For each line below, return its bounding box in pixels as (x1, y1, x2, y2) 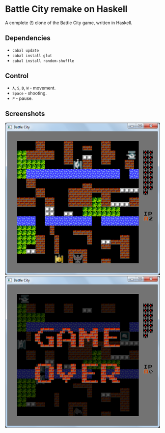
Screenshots (5, 109, 45, 118)
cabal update (12, 48, 39, 53)
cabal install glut (12, 53, 53, 58)
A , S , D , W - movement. (12, 85, 56, 91)
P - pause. (12, 95, 33, 101)
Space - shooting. (12, 90, 47, 96)
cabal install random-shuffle (12, 58, 75, 63)
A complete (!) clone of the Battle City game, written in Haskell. (5, 20, 133, 26)
